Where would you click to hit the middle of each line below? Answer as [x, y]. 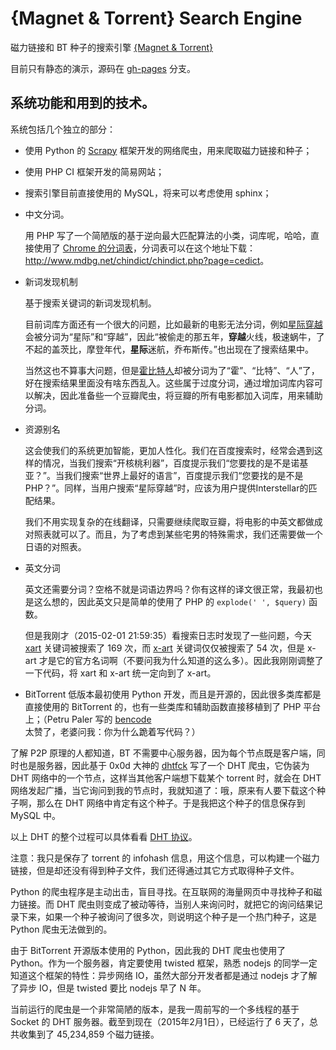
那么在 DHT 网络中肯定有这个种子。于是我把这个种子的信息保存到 [171, 803]
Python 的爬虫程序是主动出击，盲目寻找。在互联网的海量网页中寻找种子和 [162, 891]
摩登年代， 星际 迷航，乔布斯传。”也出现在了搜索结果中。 [200, 349]
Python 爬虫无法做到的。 [61, 929]
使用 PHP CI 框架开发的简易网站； [94, 171]
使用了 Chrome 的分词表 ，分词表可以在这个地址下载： [145, 248]
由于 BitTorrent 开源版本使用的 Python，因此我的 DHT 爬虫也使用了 [148, 950]
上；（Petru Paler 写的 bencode [88, 719]
